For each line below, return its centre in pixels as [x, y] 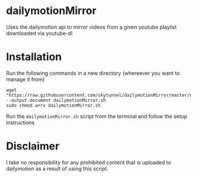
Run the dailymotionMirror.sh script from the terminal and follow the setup [97, 116]
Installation [34, 57]
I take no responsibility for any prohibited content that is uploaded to [89, 162]
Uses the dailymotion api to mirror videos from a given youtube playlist [91, 27]
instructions [21, 122]
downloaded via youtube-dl [39, 33]
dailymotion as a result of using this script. [57, 169]
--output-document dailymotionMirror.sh [56, 100]
